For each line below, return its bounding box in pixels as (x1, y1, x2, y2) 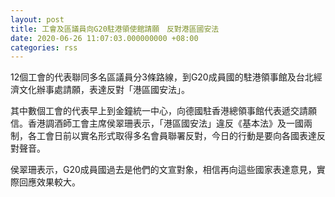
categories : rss (10, 42, 78, 53)
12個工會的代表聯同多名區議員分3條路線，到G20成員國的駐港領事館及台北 (10, 71, 314, 83)
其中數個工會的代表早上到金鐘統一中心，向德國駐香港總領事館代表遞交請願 (10, 105, 317, 117)
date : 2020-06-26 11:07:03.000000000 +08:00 (10, 33, 199, 43)
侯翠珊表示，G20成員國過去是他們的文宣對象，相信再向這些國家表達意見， (10, 164, 317, 176)
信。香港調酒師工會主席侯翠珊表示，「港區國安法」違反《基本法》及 (10, 117, 287, 130)
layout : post (10, 14, 65, 25)
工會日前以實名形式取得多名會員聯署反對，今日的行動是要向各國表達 (36, 130, 317, 142)
